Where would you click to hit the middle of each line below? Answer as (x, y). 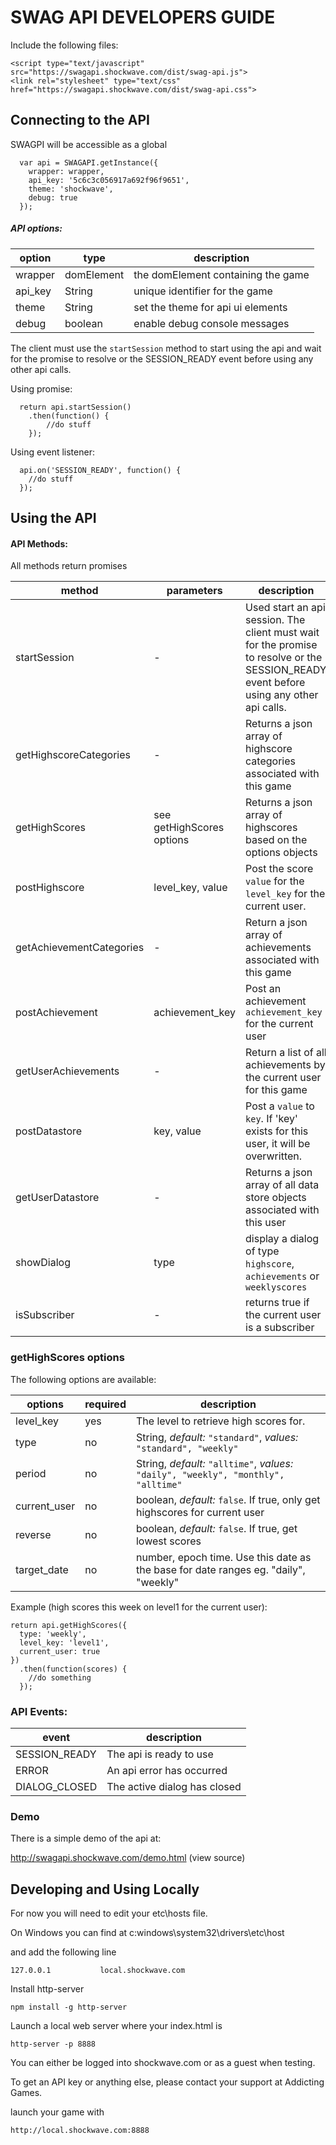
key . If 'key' (271, 1119)
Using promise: (41, 388)
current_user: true (60, 1651)
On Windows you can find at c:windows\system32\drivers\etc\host (147, 1933)
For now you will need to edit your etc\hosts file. (109, 1913)
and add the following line (63, 1952)
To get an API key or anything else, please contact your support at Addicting (167, 2082)
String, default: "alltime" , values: (214, 1463)
